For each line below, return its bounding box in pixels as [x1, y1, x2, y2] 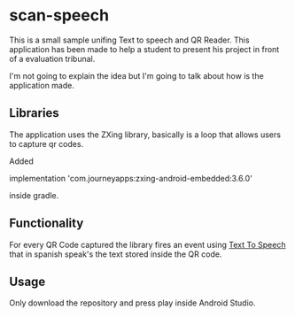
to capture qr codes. [9, 138, 84, 149]
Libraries [9, 105, 59, 120]
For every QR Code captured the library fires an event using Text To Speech [9, 239, 286, 250]
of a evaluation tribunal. [9, 53, 96, 64]
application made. [9, 80, 75, 90]
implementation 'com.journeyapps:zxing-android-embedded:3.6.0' [9, 173, 252, 183]
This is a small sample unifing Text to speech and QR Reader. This [9, 35, 250, 45]
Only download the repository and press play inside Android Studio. [9, 298, 256, 308]
